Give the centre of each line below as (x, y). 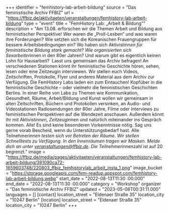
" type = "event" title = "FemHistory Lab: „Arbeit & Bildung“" (83, 23)
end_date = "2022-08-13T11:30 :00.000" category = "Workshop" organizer (83, 184)
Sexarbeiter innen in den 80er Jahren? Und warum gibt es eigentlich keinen (83, 55)
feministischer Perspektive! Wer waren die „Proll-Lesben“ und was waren (81, 34)
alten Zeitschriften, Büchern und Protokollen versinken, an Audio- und (78, 103)
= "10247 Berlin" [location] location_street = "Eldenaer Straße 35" (74, 200)
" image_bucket (146, 168)
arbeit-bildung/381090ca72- (35, 162)
